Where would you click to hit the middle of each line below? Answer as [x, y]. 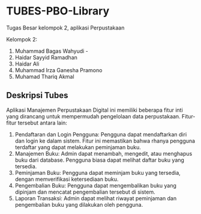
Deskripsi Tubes [37, 95]
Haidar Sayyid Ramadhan [46, 57]
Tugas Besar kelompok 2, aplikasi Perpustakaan [65, 28]
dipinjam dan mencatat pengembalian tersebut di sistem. [85, 192]
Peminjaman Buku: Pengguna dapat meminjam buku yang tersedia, [98, 173]
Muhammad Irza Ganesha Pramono [58, 70]
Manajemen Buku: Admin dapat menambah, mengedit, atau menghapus [103, 153]
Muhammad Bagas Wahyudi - [52, 51]
